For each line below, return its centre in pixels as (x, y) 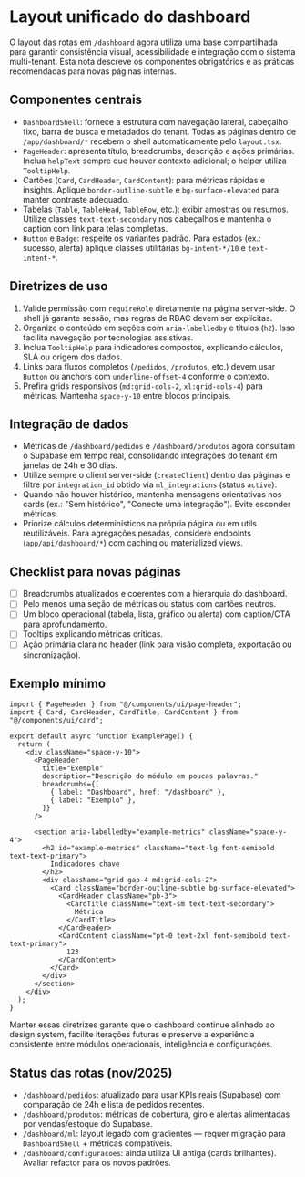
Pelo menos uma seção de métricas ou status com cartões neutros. (149, 604)
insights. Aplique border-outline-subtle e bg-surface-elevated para (151, 190)
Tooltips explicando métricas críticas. (93, 634)
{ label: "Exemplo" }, (93, 800)
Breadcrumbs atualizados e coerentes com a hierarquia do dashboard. (155, 594)
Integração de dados (69, 424)
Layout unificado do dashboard (130, 17)
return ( (34, 745)
